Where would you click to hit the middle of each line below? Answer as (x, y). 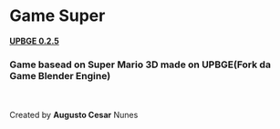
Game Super (57, 16)
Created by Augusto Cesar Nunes (74, 115)
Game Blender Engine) (60, 75)
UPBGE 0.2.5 (34, 41)
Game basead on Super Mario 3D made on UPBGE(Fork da (140, 64)
